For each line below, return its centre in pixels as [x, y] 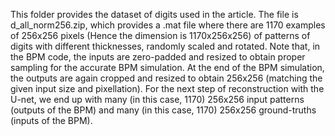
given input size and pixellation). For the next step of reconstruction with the [167, 88]
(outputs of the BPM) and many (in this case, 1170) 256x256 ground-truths [163, 110]
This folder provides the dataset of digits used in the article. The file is [154, 14]
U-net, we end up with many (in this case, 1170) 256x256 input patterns [157, 99]
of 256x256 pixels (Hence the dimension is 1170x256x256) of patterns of [160, 35]
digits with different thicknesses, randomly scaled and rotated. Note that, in [165, 46]
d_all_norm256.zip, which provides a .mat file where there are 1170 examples [168, 25]
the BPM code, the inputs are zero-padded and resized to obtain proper [158, 57]
